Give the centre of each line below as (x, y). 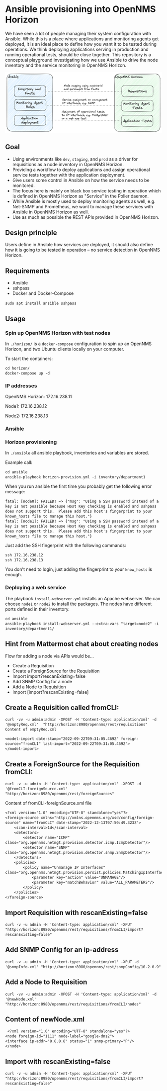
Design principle (31, 233)
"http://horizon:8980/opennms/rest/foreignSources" (60, 794)
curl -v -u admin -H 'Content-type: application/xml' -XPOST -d (73, 784)
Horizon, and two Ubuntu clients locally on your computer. (65, 349)
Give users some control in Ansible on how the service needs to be (81, 180)
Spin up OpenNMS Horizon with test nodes (58, 333)
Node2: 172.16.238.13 (27, 416)
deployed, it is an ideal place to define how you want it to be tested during (81, 44)
